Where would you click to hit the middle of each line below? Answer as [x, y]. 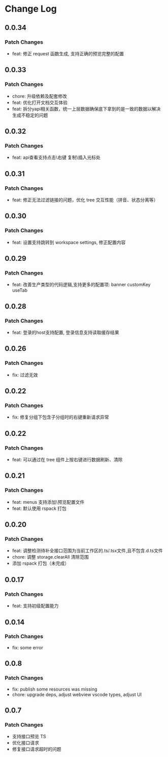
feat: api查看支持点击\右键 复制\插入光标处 [56, 157]
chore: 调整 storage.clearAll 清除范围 [51, 557]
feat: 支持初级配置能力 [35, 606]
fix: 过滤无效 [25, 375]
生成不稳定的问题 [30, 115]
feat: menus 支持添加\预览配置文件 [48, 502]
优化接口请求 [25, 743]
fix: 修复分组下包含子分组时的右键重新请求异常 [60, 417]
